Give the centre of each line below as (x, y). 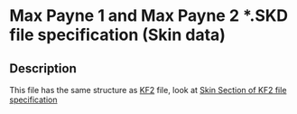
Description (43, 68)
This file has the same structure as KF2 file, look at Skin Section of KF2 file (148, 90)
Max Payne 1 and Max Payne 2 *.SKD (149, 16)
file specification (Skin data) (117, 35)
